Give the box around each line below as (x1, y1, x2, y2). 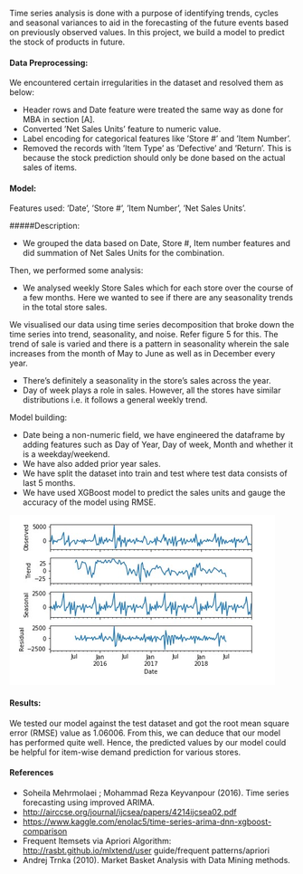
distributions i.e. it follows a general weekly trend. (22, 394, 208, 405)
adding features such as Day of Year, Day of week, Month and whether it (22, 439, 294, 451)
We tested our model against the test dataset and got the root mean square (9, 717, 289, 728)
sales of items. (22, 162, 78, 173)
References (9, 767, 54, 778)
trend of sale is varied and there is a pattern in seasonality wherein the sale (9, 338, 289, 349)
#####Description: (9, 221, 80, 232)
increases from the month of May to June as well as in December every (9, 348, 276, 359)
